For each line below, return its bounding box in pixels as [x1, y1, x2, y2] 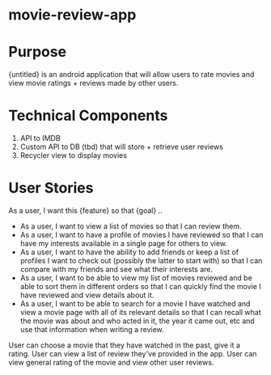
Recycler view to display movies [19, 151, 128, 160]
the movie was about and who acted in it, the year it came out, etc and [19, 316, 255, 326]
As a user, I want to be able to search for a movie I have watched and [19, 299, 251, 309]
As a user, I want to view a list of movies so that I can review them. [19, 221, 242, 231]
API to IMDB [19, 134, 61, 143]
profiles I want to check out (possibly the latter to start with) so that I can [19, 256, 263, 265]
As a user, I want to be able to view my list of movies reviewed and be [19, 273, 252, 283]
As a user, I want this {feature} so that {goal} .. [8, 206, 163, 215]
